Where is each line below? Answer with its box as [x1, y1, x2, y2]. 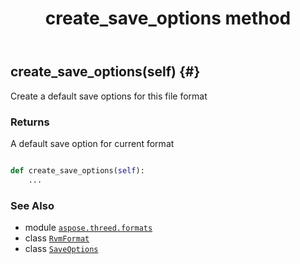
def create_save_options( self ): [10, 165, 145, 176]
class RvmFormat [24, 232, 90, 244]
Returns [10, 115, 50, 129]
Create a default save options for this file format [10, 90, 208, 102]
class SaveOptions [24, 242, 99, 254]
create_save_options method [44, 7, 292, 30]
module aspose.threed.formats [24, 221, 153, 233]
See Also [10, 198, 55, 212]
